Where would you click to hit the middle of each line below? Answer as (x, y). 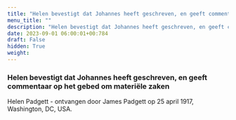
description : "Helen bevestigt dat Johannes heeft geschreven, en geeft (116, 27)
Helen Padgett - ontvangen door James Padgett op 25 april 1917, (101, 102)
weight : (19, 53)
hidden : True (26, 46)
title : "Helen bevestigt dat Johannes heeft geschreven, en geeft (106, 14)
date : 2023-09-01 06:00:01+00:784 (58, 33)
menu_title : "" (29, 20)
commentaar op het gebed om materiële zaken (88, 86)
